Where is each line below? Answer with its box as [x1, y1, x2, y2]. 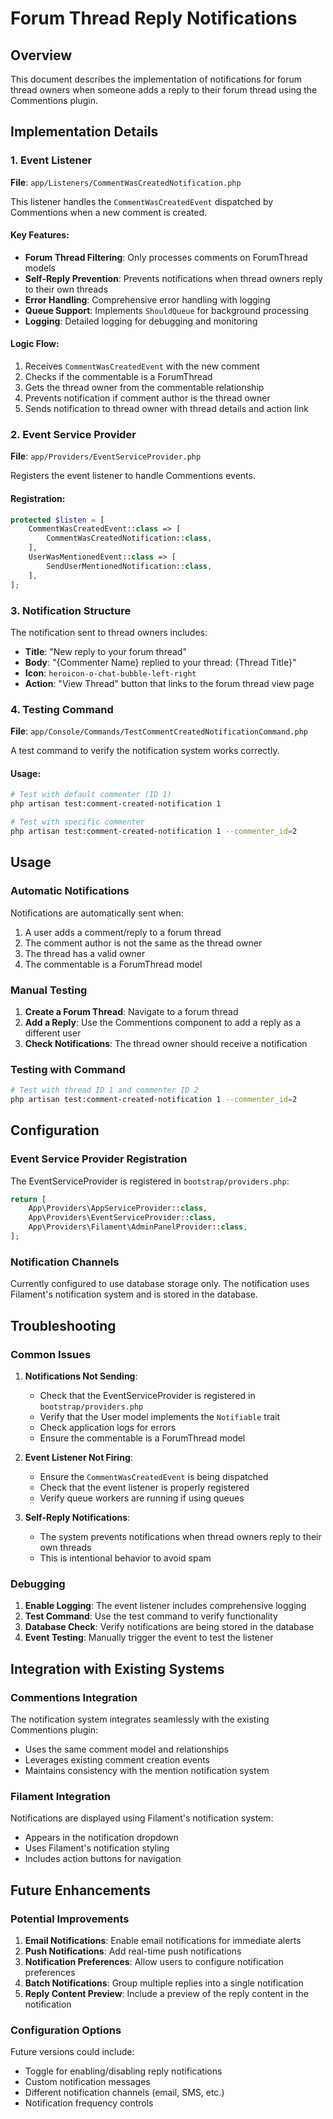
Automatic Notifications [10, 884, 130, 898]
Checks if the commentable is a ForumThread [24, 371, 213, 383]
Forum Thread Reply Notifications [10, 7, 298, 30]
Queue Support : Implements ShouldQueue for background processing [24, 304, 310, 316]
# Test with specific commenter [10, 817, 145, 827]
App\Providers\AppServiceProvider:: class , [28, 1203, 208, 1214]
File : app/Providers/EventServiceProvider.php [10, 450, 202, 462]
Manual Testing [10, 983, 88, 997]
